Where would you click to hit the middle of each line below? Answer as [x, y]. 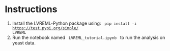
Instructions [31, 9]
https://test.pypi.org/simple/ [45, 28]
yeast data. [24, 43]
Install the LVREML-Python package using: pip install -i [74, 23]
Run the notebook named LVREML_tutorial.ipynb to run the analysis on [89, 37]
